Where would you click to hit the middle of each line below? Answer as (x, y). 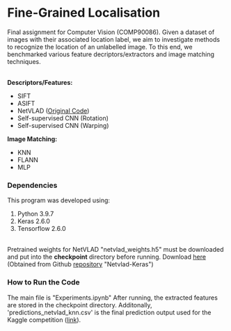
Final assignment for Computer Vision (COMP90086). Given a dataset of (111, 32)
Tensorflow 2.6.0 (41, 229)
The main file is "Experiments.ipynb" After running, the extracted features (112, 298)
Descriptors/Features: (40, 82)
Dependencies (32, 185)
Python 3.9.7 (35, 214)
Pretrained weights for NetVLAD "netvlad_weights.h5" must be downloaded (115, 250)
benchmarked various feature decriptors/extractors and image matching (111, 54)
